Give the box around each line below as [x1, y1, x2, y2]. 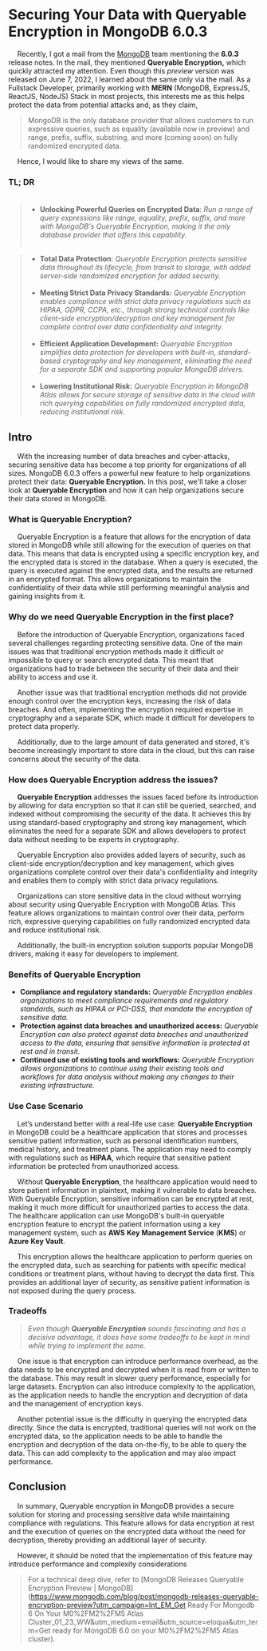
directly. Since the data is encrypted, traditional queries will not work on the [8, 1422, 257, 1432]
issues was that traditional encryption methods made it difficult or [8, 646, 224, 656]
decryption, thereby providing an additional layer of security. [8, 1535, 207, 1545]
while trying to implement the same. [27, 1341, 146, 1350]
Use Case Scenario [8, 1101, 84, 1112]
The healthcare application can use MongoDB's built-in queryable [8, 1210, 225, 1220]
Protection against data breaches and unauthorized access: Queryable [19, 1021, 259, 1031]
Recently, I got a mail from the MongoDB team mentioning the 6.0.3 [17, 49, 239, 58]
